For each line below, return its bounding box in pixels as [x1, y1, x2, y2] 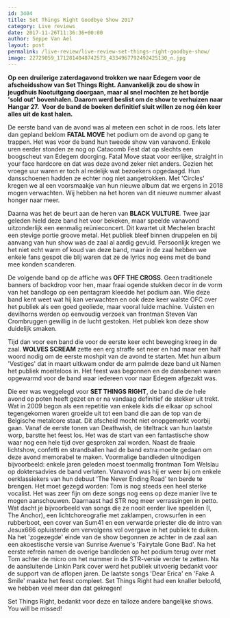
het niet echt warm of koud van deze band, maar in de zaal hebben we [8, 245, 207, 254]
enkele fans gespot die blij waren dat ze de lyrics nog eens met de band [8, 253, 211, 261]
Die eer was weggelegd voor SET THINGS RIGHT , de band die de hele [8, 387, 206, 395]
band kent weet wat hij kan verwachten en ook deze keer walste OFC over [8, 295, 218, 304]
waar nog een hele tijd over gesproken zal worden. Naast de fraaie [8, 438, 196, 446]
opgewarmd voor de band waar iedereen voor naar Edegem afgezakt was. [8, 374, 218, 382]
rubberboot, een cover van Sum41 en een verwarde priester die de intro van [8, 518, 222, 526]
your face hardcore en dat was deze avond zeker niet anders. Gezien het [8, 159, 214, 168]
